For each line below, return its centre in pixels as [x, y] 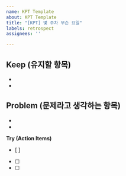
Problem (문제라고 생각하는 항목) [64, 106]
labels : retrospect [30, 28]
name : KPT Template [30, 12]
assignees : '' [24, 34]
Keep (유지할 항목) [38, 65]
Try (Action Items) [29, 138]
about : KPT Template [32, 17]
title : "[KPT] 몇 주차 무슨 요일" [44, 23]
